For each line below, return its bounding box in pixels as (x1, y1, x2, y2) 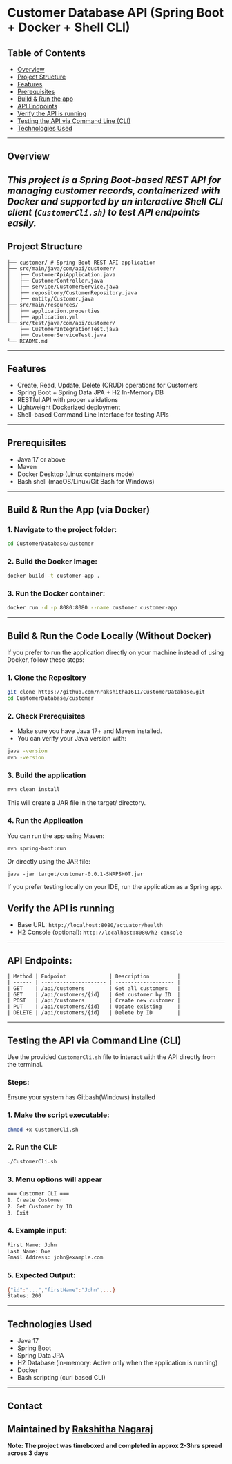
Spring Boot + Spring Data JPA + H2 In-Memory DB (17, 388, 164, 397)
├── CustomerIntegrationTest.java (19, 325, 119, 332)
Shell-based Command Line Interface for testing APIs (17, 410, 169, 419)
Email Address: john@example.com (7, 1254, 104, 1262)
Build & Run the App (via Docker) (7, 504, 151, 515)
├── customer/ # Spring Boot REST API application (7, 259, 156, 266)
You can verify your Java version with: (17, 734, 126, 743)
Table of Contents (7, 47, 86, 59)
